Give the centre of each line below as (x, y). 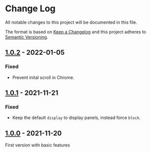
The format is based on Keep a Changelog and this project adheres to (76, 32)
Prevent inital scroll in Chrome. (43, 77)
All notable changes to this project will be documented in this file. (71, 22)
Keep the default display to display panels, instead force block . (76, 118)
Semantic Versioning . (27, 37)
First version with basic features (38, 145)
